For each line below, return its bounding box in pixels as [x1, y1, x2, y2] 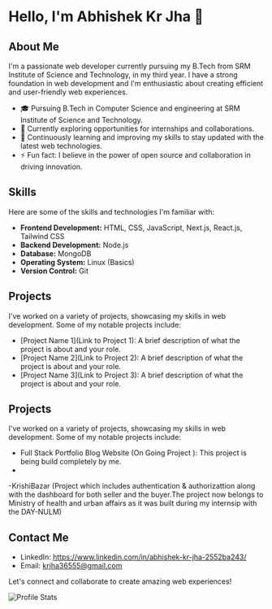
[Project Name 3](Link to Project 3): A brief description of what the [19, 370, 244, 380]
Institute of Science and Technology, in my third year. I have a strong [8, 70, 238, 80]
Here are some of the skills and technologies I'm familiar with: [8, 207, 215, 216]
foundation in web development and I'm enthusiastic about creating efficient [8, 79, 264, 88]
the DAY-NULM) [8, 507, 63, 517]
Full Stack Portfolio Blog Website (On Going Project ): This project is [19, 448, 248, 458]
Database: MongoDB [19, 248, 92, 259]
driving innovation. [19, 162, 83, 172]
